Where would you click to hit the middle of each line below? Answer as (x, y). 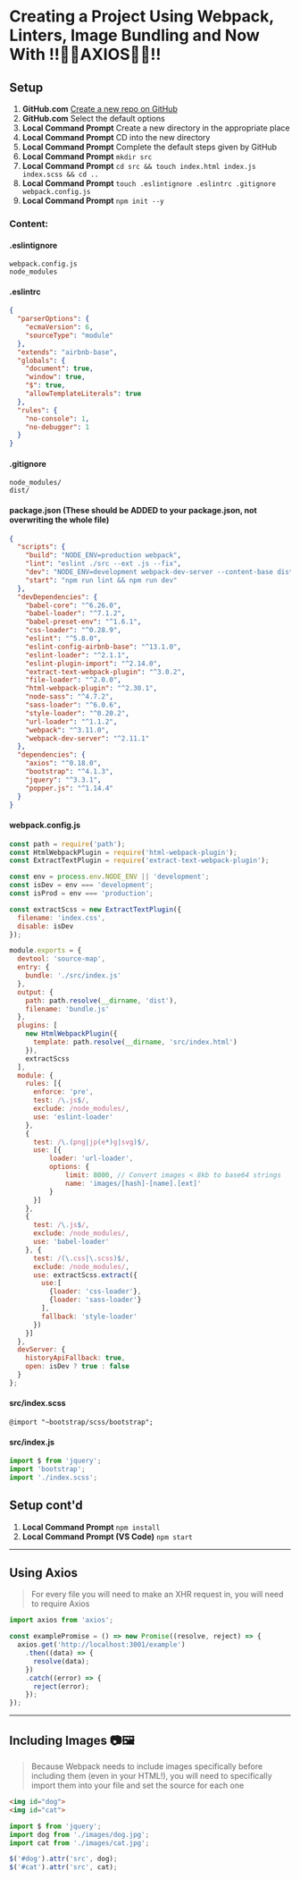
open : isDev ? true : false (77, 1367)
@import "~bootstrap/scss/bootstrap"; (81, 1423)
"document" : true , (59, 368)
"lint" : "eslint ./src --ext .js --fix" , (103, 564)
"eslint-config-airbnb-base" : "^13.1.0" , (103, 647)
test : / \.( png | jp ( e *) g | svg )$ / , (91, 1142)
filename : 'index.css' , (61, 918)
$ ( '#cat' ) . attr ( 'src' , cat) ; (63, 1867)
